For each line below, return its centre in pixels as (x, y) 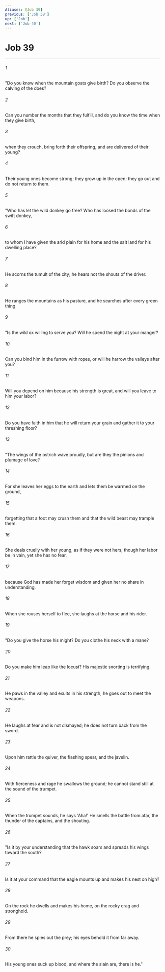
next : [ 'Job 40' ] (23, 23)
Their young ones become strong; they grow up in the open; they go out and (82, 179)
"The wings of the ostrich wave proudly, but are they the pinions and (74, 454)
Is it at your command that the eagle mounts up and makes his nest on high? (82, 879)
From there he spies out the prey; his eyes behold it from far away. (72, 937)
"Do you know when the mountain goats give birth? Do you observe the (77, 83)
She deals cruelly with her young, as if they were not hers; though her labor (82, 550)
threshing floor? (21, 428)
